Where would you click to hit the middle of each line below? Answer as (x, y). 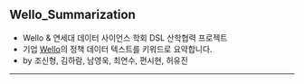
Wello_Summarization (72, 15)
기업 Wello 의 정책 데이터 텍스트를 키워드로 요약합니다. (117, 49)
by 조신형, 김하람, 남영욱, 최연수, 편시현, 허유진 (105, 60)
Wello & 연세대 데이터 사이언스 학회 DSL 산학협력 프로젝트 (125, 37)
